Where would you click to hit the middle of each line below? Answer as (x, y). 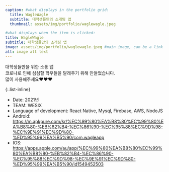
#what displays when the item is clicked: (50, 33)
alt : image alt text (27, 52)
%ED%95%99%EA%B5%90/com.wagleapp (58, 137)
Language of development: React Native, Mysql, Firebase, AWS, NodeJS (88, 111)
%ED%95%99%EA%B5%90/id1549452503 (58, 164)
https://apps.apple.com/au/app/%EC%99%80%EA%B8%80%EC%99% (87, 148)
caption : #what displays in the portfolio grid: (57, 10)
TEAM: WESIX (27, 105)
